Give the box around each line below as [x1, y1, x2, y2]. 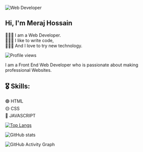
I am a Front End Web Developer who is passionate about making [5, 62, 139, 68]
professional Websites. [5, 67, 52, 73]
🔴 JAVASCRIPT [5, 112, 36, 118]
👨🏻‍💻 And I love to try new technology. [5, 43, 83, 49]
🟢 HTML [5, 98, 23, 104]
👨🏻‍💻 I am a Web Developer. [5, 32, 61, 38]
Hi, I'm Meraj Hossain [5, 19, 73, 27]
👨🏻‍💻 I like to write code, [5, 37, 54, 43]
